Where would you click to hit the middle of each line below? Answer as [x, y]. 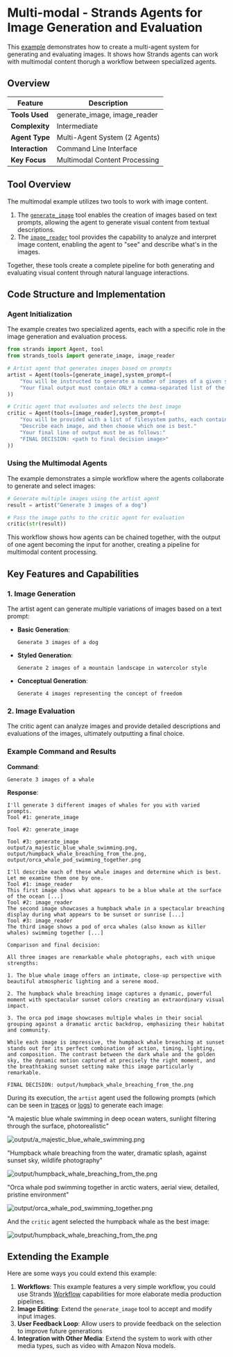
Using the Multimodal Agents [57, 463]
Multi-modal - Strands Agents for [105, 13]
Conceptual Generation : [52, 681]
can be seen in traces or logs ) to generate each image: [86, 1105]
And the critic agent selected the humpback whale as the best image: [109, 1222]
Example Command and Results [62, 752]
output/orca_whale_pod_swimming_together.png [74, 860]
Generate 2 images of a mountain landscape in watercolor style [112, 668]
